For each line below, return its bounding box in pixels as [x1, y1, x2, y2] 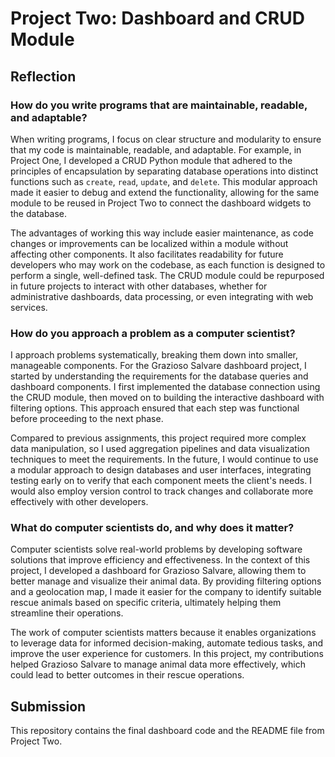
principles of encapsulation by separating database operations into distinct [10, 165, 319, 177]
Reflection [10, 68, 77, 85]
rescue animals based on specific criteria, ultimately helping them [10, 597, 282, 609]
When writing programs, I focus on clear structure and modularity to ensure [10, 133, 322, 145]
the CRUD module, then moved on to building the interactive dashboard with [10, 392, 325, 404]
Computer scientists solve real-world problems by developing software [10, 543, 303, 556]
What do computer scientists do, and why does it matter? [10, 521, 295, 535]
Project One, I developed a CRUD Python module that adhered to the [10, 154, 293, 166]
